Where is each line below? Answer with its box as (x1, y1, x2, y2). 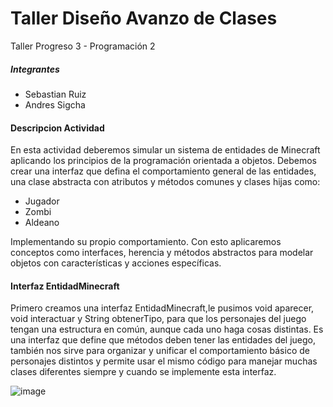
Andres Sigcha (24, 98, 86, 111)
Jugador (24, 195, 60, 207)
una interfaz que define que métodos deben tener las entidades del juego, (10, 334, 317, 346)
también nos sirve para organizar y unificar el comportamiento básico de (10, 345, 310, 357)
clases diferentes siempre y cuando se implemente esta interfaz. (10, 366, 277, 378)
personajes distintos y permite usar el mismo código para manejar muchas (10, 355, 318, 367)
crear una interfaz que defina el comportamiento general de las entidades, (10, 165, 317, 177)
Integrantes (10, 63, 60, 75)
